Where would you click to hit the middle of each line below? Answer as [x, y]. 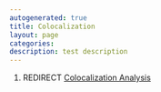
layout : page [34, 35]
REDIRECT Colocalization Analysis [87, 77]
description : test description [69, 52]
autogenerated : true [49, 18]
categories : [32, 43]
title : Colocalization [52, 26]
